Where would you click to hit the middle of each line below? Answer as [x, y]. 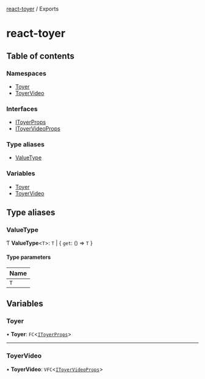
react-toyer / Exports [33, 9]
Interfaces [22, 109]
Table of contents [40, 56]
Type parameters [29, 257]
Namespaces [27, 73]
